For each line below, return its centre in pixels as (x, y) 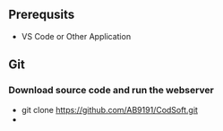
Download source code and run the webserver (111, 91)
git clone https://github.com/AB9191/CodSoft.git (110, 109)
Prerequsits (42, 15)
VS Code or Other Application (76, 36)
